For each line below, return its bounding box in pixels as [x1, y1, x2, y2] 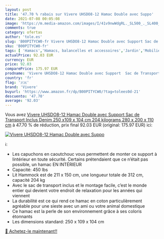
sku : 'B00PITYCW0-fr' [5, 44, 49, 48]
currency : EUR [5, 57, 34, 62]
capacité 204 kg [12, 177, 45, 183]
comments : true [5, 25, 36, 30]
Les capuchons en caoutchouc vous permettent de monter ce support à [12, 151, 157, 157]
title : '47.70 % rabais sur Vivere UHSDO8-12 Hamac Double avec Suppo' [5, 12, 154, 17]
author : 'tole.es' [5, 35, 42, 40]
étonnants [12, 214, 33, 219]
